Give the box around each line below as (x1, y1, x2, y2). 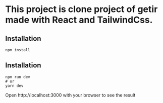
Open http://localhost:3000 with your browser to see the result (5, 92, 136, 98)
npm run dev (5, 74, 30, 79)
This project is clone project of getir (5, 4, 158, 15)
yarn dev (5, 83, 24, 88)
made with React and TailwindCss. (5, 14, 153, 26)
